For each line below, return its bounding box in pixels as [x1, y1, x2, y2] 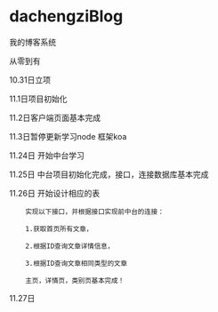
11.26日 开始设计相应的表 [9, 188, 101, 198]
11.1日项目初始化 [9, 93, 68, 104]
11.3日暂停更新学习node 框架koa [9, 131, 127, 141]
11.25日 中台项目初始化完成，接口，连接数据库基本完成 [9, 169, 209, 180]
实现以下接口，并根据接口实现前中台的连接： [25, 207, 165, 216]
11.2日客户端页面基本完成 [9, 112, 101, 123]
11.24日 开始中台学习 [9, 149, 85, 161]
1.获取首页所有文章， [25, 224, 93, 233]
